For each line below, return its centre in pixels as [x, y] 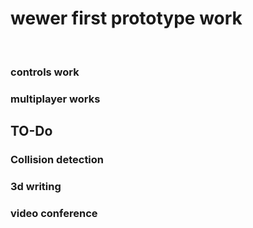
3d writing [36, 187]
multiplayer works [55, 99]
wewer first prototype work [126, 18]
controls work [45, 72]
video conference [54, 213]
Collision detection [57, 160]
